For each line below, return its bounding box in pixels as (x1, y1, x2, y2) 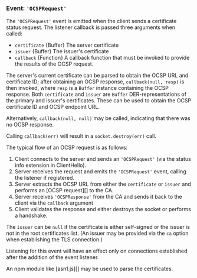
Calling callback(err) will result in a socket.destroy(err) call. (6, 132, 156, 140)
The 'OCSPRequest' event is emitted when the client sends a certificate (6, 18, 177, 25)
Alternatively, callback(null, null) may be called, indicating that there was (6, 115, 191, 122)
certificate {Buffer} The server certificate (14, 41, 119, 49)
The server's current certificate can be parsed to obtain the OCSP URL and (6, 72, 189, 79)
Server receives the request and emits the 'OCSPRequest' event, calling (14, 168, 187, 175)
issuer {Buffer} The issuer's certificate (14, 48, 109, 55)
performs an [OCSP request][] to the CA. (14, 187, 114, 194)
